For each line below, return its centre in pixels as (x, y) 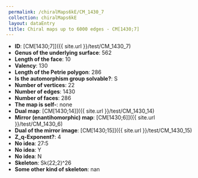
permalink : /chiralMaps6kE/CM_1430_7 (56, 12)
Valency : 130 (31, 66)
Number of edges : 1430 (45, 91)
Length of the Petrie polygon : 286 (58, 72)
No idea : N (28, 157)
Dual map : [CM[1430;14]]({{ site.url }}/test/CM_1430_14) (84, 111)
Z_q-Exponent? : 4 (38, 137)
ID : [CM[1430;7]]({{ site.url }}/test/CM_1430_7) (73, 46)
